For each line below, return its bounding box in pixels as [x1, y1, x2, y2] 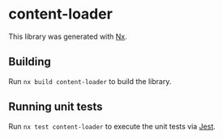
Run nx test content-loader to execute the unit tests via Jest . [8, 121, 217, 131]
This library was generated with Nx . [8, 32, 127, 41]
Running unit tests [8, 100, 103, 114]
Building [8, 55, 51, 69]
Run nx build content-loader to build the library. [8, 76, 172, 86]
